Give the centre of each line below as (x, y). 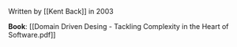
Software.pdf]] (32, 35)
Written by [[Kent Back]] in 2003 (61, 11)
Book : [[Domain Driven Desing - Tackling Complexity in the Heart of (118, 26)
